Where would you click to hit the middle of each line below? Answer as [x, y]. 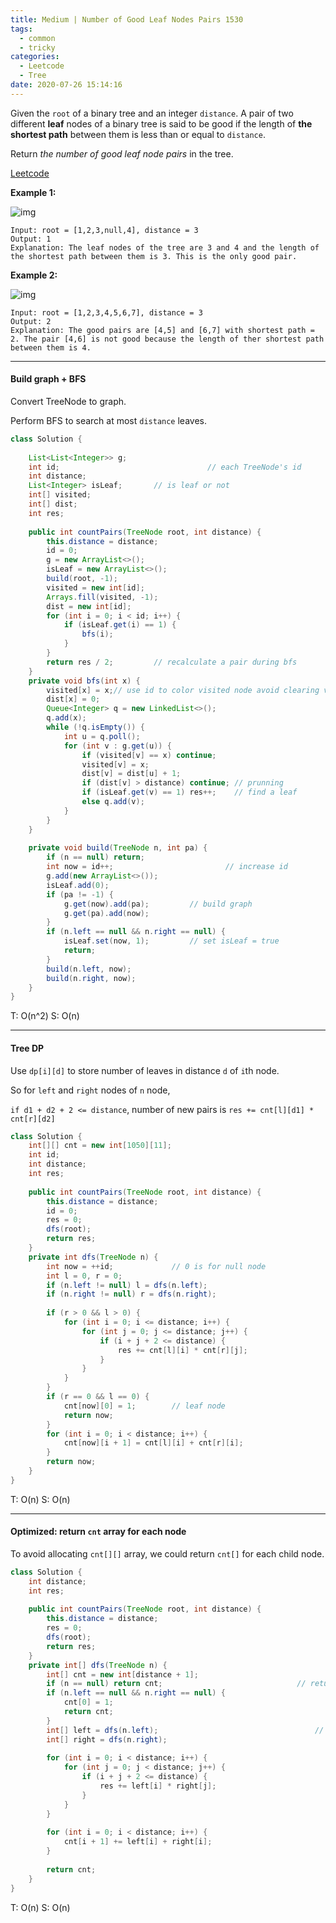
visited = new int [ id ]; [95, 587]
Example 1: [33, 192]
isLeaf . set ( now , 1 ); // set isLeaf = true [171, 941]
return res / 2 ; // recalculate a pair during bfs [172, 662]
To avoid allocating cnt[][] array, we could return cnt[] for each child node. [167, 1553]
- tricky [37, 47]
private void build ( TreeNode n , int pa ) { [118, 848]
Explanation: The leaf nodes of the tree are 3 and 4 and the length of [165, 247]
